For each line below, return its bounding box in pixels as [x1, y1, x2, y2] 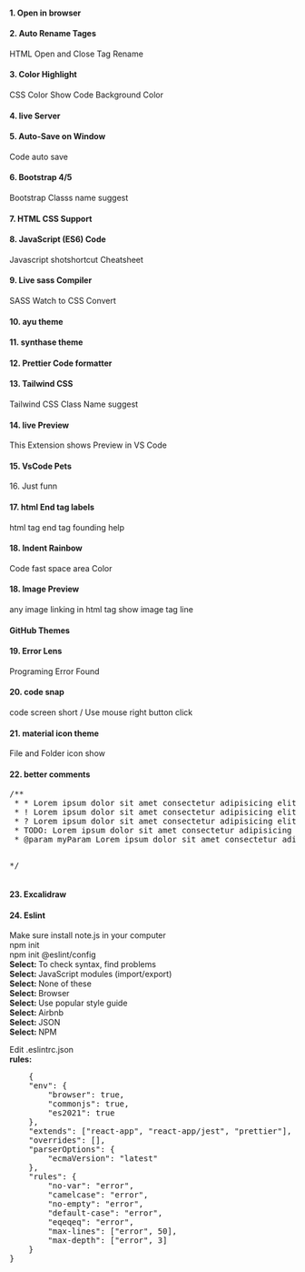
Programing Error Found [9, 665, 100, 677]
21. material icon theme [9, 728, 100, 739]
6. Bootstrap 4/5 [9, 172, 73, 183]
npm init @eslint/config [9, 949, 97, 960]
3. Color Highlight [9, 69, 77, 80]
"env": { [28, 1081, 68, 1091]
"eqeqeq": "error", [47, 1217, 134, 1227]
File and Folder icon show [9, 748, 106, 759]
